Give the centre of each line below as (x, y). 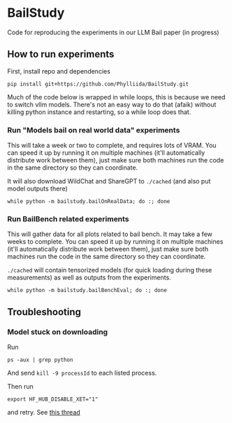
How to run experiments (61, 54)
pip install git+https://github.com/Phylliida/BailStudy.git (98, 84)
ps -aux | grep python (40, 360)
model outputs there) (37, 189)
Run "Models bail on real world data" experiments (94, 130)
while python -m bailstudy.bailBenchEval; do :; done (87, 291)
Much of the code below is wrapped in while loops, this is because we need (116, 97)
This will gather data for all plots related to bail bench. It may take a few (110, 234)
